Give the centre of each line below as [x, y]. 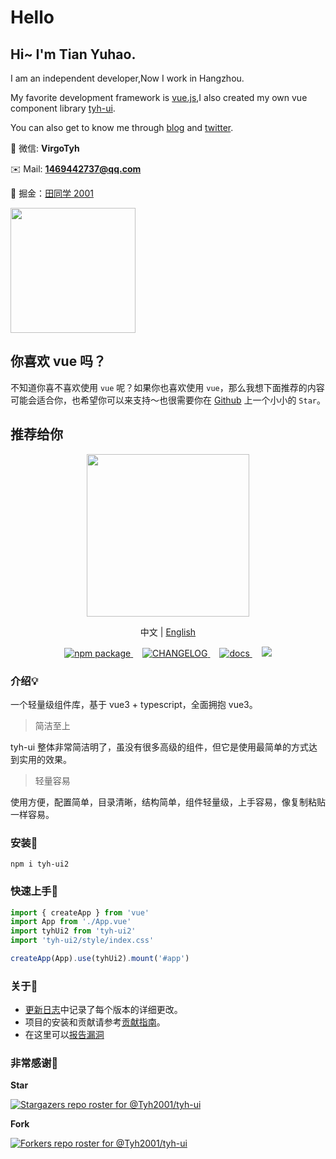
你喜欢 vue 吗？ [58, 361]
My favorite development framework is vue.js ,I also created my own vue [159, 97]
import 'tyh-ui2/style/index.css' [82, 941]
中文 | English [168, 632]
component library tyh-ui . [63, 108]
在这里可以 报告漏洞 [64, 1035]
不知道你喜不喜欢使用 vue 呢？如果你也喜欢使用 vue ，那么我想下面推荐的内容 [167, 387]
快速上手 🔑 [34, 891]
